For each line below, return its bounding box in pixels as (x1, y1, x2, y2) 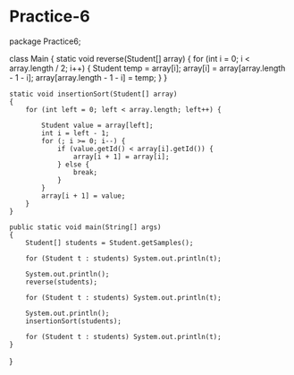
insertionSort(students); (25, 316, 122, 326)
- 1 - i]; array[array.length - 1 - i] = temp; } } (9, 72, 168, 82)
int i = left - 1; (41, 128, 110, 138)
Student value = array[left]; (41, 121, 154, 130)
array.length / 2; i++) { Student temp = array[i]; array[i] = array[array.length (9, 63, 286, 73)
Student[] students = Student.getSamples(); (25, 238, 194, 247)
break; (72, 167, 98, 176)
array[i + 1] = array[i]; (72, 152, 170, 161)
